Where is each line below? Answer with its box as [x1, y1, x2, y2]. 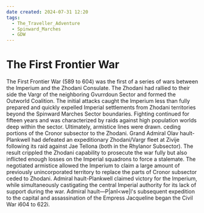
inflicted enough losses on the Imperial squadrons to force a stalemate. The [6, 156, 196, 163]
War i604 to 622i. [6, 201, 50, 208]
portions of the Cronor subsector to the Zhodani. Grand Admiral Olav [6, 130, 178, 137]
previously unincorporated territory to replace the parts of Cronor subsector [6, 169, 197, 176]
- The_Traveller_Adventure [12, 20, 80, 26]
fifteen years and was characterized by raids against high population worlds [6, 117, 197, 124]
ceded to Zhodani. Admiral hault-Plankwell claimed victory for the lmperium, [6, 175, 198, 183]
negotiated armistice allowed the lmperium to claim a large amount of [6, 162, 180, 169]
